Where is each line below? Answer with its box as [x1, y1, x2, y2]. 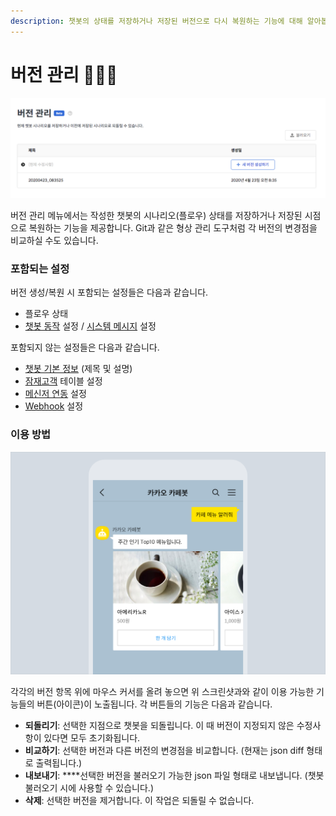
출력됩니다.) [35, 757, 83, 769]
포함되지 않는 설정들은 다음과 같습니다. [10, 341, 160, 354]
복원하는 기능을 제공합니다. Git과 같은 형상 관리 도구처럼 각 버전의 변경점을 [28, 222, 318, 234]
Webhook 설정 [24, 400, 84, 412]
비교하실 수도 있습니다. [10, 235, 99, 247]
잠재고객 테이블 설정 [24, 375, 103, 387]
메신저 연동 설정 [24, 388, 87, 400]
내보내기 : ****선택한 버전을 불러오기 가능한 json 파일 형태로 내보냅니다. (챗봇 [24, 770, 325, 782]
